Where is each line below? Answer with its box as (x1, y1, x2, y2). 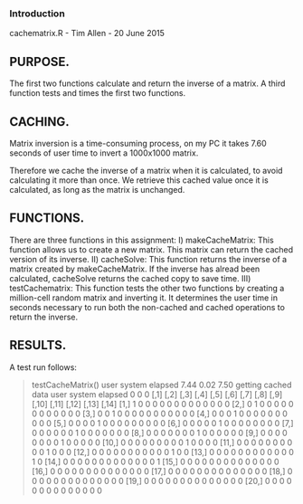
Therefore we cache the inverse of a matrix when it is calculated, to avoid (9, 165, 283, 176)
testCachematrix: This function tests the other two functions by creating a (9, 282, 285, 293)
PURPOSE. (9, 53, 71, 70)
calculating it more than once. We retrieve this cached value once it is (9, 175, 269, 185)
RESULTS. (9, 338, 67, 353)
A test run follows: (9, 361, 77, 373)
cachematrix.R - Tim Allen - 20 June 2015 (9, 28, 166, 39)
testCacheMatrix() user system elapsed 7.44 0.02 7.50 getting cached (31, 379, 292, 390)
